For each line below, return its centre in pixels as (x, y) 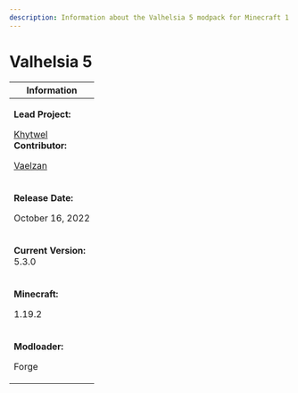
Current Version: (50, 250)
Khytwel (31, 134)
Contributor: (40, 146)
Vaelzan (30, 165)
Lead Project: (42, 114)
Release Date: (44, 197)
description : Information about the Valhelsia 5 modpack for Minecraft (145, 17)
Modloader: (39, 347)
